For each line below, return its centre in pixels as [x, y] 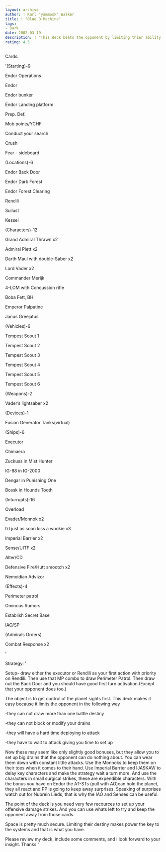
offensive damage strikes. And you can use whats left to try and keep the [80, 809]
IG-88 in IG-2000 [23, 471]
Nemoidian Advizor [25, 576]
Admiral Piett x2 [22, 249]
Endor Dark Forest [24, 182]
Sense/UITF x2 [20, 548]
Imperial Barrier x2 [24, 538]
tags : [11, 24]
